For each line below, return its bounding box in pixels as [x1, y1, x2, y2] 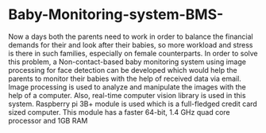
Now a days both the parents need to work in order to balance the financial [8, 32, 253, 41]
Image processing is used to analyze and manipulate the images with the [8, 82, 246, 92]
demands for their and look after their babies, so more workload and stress [8, 40, 253, 49]
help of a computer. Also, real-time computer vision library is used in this [8, 90, 246, 100]
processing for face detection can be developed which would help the [8, 65, 237, 74]
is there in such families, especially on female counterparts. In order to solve [8, 48, 258, 58]
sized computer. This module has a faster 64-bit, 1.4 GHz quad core [8, 107, 230, 116]
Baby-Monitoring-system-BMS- [8, 6, 224, 24]
